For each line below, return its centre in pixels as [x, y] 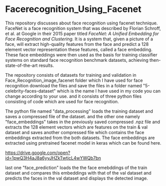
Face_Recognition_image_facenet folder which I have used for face [74, 80]
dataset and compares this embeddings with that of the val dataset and [78, 173]
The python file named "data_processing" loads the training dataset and [79, 111]
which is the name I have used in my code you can [109, 91]
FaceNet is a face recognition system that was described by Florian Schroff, [83, 28]
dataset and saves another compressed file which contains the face [75, 132]
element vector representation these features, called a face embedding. [79, 49]
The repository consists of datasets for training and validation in [71, 75]
